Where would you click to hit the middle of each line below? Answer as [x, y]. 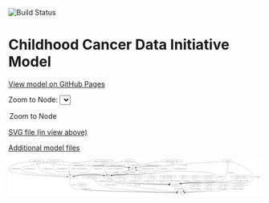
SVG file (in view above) [48, 132]
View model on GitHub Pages [57, 83]
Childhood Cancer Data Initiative [119, 45]
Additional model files [44, 148]
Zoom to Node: [33, 99]
